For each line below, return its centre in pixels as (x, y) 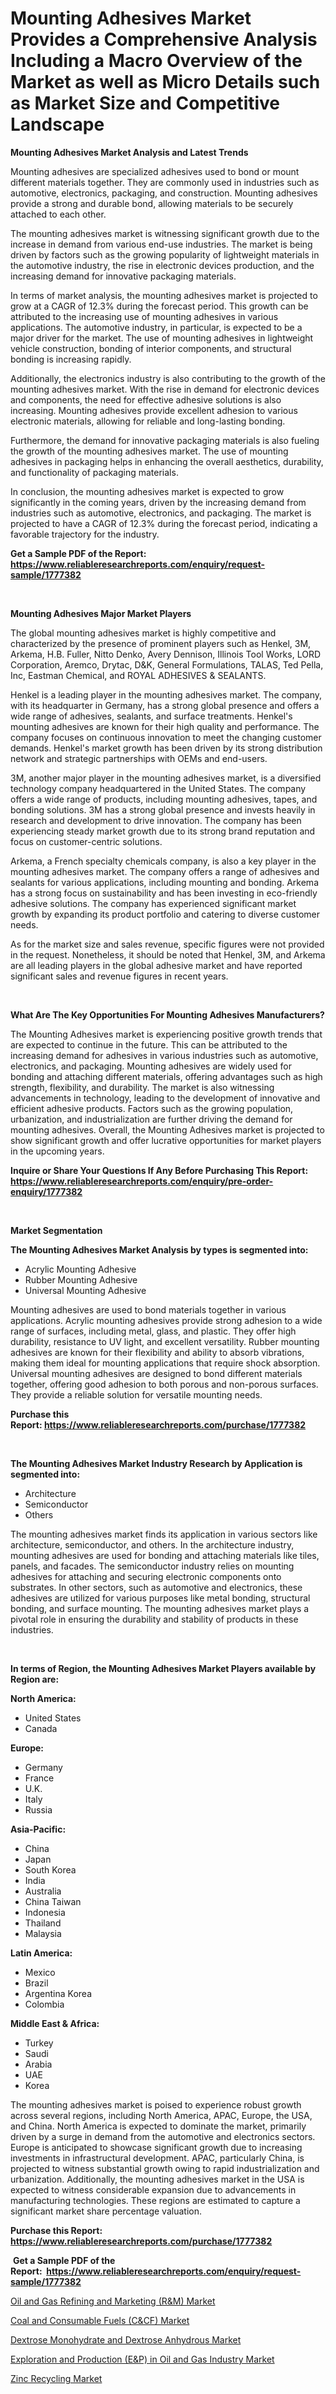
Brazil (36, 1983)
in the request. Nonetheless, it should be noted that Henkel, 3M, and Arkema (168, 954)
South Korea (50, 1869)
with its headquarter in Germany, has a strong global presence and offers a (165, 705)
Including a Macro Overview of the (156, 61)
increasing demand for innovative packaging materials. (123, 276)
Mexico (40, 1972)
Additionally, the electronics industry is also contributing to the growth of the (168, 378)
